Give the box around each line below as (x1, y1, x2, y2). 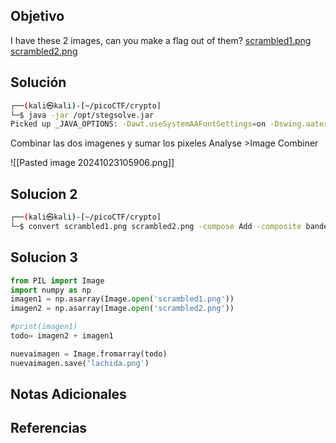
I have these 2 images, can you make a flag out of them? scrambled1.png (10, 34, 312, 46)
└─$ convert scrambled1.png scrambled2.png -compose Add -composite (10, 221, 302, 231)
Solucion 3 (10, 249, 78, 266)
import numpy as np (10, 285, 92, 295)
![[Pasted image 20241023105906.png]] (10, 157, 175, 169)
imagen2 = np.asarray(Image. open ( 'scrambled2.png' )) (10, 304, 235, 314)
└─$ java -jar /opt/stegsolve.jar (10, 110, 155, 120)
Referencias (10, 420, 88, 437)
